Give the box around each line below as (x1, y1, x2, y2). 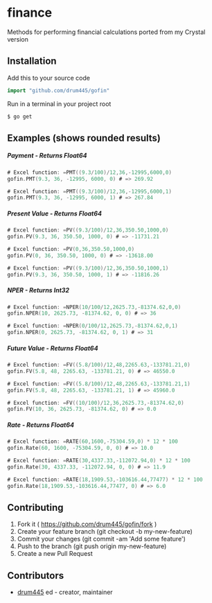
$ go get (7, 113, 33, 120)
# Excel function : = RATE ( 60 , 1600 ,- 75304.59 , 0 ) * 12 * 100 (7, 438, 178, 445)
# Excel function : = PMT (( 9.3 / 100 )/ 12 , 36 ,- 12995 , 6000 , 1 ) (7, 188, 172, 195)
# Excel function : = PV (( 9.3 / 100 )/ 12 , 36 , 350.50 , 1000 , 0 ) (7, 227, 169, 234)
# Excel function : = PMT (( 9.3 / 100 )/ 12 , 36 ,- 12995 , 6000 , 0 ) (7, 168, 172, 176)
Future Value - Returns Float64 (7, 344, 98, 352)
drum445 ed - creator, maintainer (17, 588, 113, 597)
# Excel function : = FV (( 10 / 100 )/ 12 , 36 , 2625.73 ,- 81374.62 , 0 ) (7, 399, 185, 406)
